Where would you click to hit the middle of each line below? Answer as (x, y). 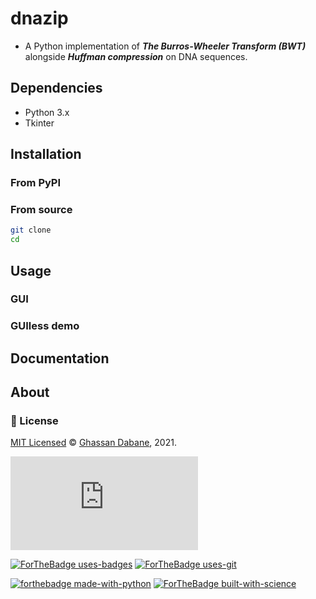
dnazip (39, 18)
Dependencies (56, 88)
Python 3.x (47, 112)
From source (41, 209)
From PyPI (36, 183)
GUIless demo (45, 326)
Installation (46, 154)
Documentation (60, 358)
